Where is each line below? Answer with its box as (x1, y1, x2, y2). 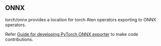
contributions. (5, 36, 33, 42)
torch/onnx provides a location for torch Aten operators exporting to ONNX (5, 16, 157, 22)
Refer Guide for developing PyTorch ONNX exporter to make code (5, 31, 138, 37)
